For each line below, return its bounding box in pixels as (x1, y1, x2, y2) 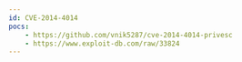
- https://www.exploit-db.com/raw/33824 (25, 38, 180, 48)
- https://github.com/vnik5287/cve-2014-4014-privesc (25, 30, 233, 39)
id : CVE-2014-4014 (8, 13, 78, 23)
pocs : (8, 22, 29, 31)
